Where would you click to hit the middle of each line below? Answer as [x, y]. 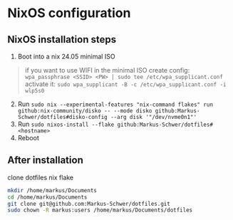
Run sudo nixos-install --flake [66, 124]
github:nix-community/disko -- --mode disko [85, 111]
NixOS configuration [69, 13]
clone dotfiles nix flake [41, 177]
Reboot [28, 138]
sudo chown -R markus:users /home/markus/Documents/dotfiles [100, 210]
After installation [45, 161]
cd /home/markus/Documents [47, 197]
